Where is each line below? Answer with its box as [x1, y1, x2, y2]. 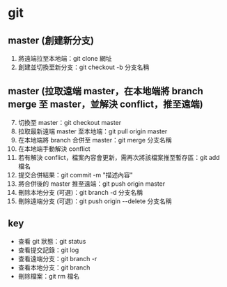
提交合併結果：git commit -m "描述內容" [17, 170, 133, 179]
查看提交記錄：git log [17, 246, 79, 254]
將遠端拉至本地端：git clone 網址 [17, 54, 112, 62]
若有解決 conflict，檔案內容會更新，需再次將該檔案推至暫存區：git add [17, 153, 220, 161]
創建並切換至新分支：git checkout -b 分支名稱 [17, 63, 150, 71]
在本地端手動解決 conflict [17, 145, 91, 153]
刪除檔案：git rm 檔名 [17, 272, 79, 280]
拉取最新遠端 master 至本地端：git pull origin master [17, 127, 168, 135]
